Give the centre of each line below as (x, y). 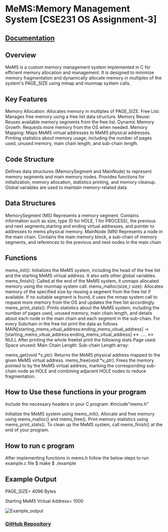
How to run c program (40, 446)
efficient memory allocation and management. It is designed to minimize (80, 73)
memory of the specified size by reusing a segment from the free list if (78, 291)
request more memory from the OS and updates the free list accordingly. (80, 302)
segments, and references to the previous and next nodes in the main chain (83, 242)
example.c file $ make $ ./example (41, 463)
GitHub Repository (28, 524)
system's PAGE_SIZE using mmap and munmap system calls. (68, 83)
